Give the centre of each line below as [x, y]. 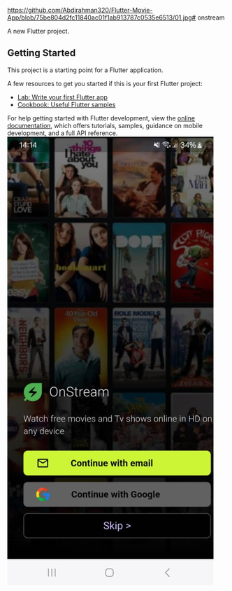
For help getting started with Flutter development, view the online [101, 118]
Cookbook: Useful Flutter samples [66, 104]
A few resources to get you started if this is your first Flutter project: [105, 83]
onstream [211, 18]
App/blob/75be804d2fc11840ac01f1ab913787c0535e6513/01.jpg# [102, 18]
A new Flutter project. [38, 31]
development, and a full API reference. [63, 133]
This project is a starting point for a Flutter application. [85, 70]
